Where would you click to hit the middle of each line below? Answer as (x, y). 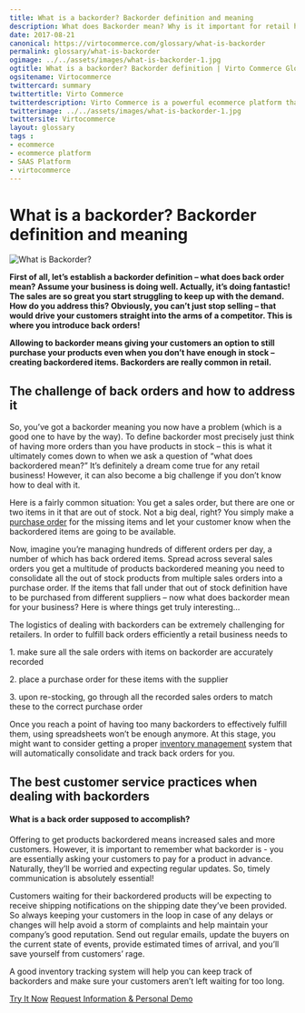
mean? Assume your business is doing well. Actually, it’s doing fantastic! (150, 286)
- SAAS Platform (40, 161)
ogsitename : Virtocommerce (60, 77)
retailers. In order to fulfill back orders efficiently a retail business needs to (148, 635)
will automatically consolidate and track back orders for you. (123, 753)
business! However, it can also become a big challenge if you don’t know (146, 476)
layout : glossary (42, 128)
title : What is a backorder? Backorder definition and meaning (132, 18)
